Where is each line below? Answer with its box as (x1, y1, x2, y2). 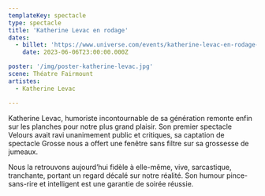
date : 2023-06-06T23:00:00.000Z (22, 48, 129, 56)
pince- (226, 171, 248, 180)
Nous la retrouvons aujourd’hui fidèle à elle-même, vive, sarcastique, (8, 162, 232, 171)
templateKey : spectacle (8, 11, 87, 20)
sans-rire (8, 179, 38, 188)
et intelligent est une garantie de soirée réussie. (39, 179, 194, 188)
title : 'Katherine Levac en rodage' (8, 26, 129, 34)
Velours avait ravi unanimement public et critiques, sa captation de (8, 130, 225, 139)
